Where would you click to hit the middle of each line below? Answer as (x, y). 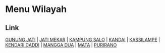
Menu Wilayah (36, 9)
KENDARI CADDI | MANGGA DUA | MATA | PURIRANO (61, 45)
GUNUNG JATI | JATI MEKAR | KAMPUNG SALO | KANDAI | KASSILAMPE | (83, 39)
